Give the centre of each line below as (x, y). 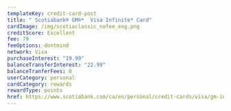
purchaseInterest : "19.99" (46, 59)
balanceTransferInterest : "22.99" (57, 65)
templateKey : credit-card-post (52, 13)
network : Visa (27, 52)
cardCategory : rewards (40, 84)
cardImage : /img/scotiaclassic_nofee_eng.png (73, 26)
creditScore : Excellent (41, 33)
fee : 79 (18, 39)
